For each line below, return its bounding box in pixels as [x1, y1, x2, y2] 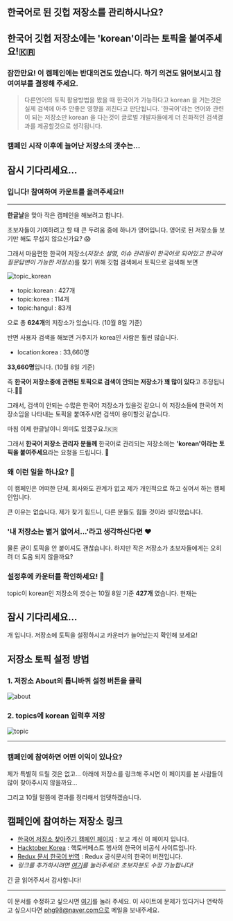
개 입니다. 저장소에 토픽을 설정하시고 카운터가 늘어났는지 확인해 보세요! [7, 631, 198, 639]
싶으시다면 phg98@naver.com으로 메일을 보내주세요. [14, 906, 159, 914]
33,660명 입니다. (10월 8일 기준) [7, 363, 95, 371]
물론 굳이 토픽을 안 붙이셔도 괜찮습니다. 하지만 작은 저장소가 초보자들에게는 [7, 544, 209, 552]
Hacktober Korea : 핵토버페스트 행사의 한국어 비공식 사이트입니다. [17, 844, 198, 852]
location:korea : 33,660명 [17, 347, 89, 356]
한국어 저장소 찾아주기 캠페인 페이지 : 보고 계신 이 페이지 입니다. [17, 835, 189, 844]
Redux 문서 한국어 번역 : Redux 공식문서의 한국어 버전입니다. [17, 852, 182, 861]
